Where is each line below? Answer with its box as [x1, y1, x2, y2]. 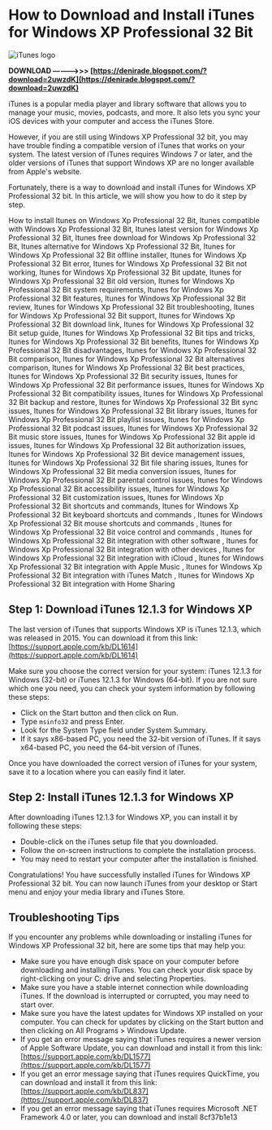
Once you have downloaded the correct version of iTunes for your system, [8, 758, 257, 767]
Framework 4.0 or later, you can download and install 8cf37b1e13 [19, 1112, 238, 1122]
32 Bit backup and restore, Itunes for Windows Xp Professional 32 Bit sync [8, 397, 258, 407]
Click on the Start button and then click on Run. [19, 707, 179, 718]
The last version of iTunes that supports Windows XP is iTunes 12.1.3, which [8, 624, 261, 634]
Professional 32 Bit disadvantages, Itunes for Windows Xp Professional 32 [8, 345, 257, 355]
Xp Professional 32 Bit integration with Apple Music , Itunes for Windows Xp [8, 561, 262, 571]
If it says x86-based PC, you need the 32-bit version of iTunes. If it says [19, 733, 261, 743]
